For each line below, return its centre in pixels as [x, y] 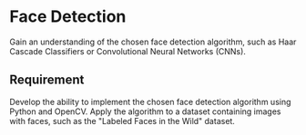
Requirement [47, 80]
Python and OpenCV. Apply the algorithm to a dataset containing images [145, 111]
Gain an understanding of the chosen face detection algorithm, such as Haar [153, 42]
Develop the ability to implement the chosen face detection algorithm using [150, 101]
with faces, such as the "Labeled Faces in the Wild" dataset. [122, 121]
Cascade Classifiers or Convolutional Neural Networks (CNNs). [127, 51]
